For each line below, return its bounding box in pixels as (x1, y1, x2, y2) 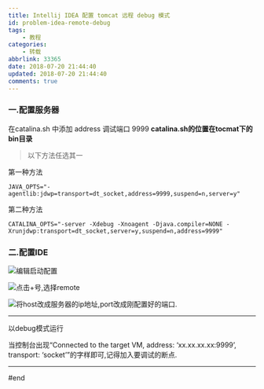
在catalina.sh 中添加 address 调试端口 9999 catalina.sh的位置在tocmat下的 (8, 123, 253, 134)
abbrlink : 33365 (8, 56, 61, 64)
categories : (8, 41, 47, 49)
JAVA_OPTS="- (8, 182, 51, 191)
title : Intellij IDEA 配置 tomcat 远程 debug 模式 (8, 11, 170, 20)
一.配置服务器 (8, 105, 60, 116)
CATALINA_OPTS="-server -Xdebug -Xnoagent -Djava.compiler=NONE (8, 220, 223, 228)
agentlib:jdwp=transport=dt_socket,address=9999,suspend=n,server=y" (8, 189, 241, 197)
